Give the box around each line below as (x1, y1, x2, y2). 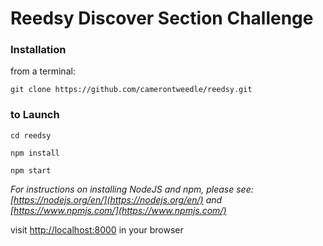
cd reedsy (10, 130, 52, 141)
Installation (10, 43, 67, 57)
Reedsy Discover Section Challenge (10, 7, 314, 30)
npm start (10, 165, 52, 176)
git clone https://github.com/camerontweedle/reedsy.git (10, 85, 253, 95)
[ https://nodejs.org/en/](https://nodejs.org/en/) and (10, 193, 223, 206)
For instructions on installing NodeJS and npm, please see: (10, 183, 254, 195)
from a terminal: (10, 65, 76, 77)
